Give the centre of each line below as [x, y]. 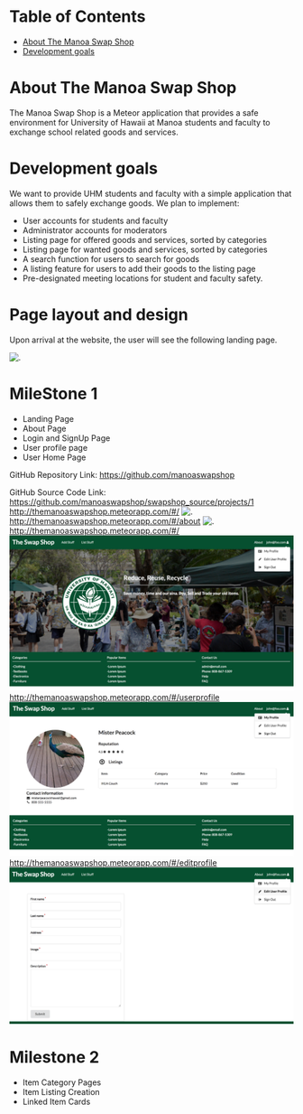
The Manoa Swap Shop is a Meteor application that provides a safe [134, 112]
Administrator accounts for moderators [95, 230]
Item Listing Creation [61, 1091]
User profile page [55, 447]
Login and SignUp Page [66, 438]
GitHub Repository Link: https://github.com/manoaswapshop [122, 474]
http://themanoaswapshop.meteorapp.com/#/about [105, 520]
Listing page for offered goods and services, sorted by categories [145, 239]
